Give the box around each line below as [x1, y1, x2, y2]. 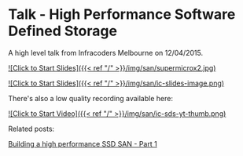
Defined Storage [8, 22, 118, 40]
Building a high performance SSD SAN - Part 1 [8, 139, 157, 148]
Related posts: [8, 124, 55, 133]
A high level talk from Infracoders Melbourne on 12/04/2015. [8, 48, 203, 57]
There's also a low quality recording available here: [8, 93, 173, 103]
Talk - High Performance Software [8, 5, 236, 24]
